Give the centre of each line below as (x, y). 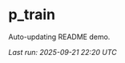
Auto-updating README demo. (59, 37)
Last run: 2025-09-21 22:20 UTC (63, 52)
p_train (32, 15)
